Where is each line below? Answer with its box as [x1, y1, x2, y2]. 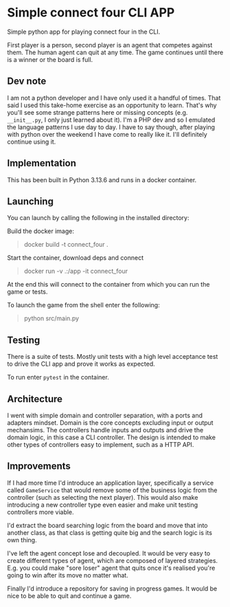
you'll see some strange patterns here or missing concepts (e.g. [7, 108, 188, 116]
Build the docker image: [7, 227, 74, 235]
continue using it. [7, 137, 56, 146]
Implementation [7, 157, 77, 169]
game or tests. [7, 287, 48, 296]
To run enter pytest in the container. [7, 373, 110, 382]
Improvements [7, 461, 71, 472]
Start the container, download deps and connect [7, 254, 144, 262]
